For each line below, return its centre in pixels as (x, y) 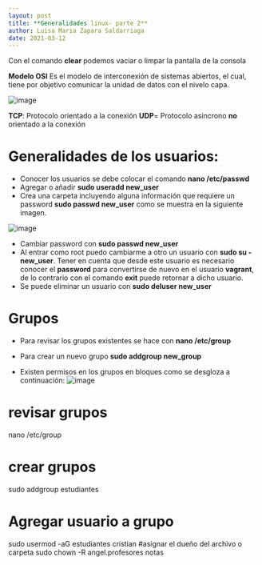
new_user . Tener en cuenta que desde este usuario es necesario (127, 261)
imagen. (33, 213)
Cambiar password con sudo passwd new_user (99, 244)
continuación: (42, 380)
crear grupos (52, 467)
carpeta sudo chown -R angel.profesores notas (86, 552)
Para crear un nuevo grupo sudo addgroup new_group (111, 356)
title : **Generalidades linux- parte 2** (78, 23)
